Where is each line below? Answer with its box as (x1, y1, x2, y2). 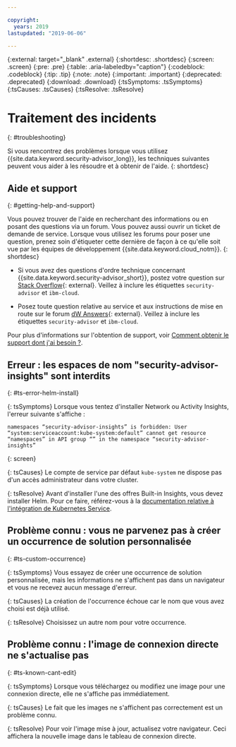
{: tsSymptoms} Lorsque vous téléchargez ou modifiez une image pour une (7, 682, 225, 691)
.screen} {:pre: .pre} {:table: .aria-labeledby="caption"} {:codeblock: (7, 63, 205, 71)
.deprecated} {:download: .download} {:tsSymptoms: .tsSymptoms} (7, 78, 203, 86)
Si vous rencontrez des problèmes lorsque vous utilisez (7, 147, 168, 155)
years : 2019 (13, 23, 49, 30)
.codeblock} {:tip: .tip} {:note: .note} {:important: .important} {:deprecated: (7, 70, 222, 78)
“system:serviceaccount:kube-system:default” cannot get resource (7, 429, 206, 436)
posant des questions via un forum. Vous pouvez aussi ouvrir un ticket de (7, 222, 221, 231)
